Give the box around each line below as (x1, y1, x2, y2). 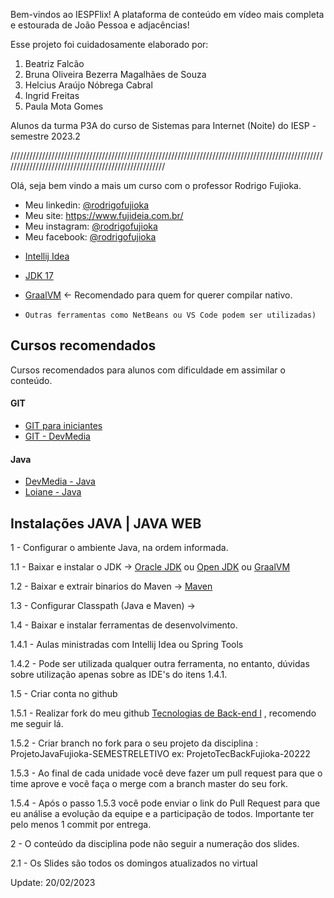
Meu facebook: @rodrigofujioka (24, 231, 157, 243)
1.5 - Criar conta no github (10, 688, 118, 700)
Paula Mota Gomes (24, 100, 104, 112)
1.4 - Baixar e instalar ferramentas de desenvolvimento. (10, 619, 238, 631)
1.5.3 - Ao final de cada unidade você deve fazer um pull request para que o (10, 767, 323, 779)
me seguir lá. (10, 718, 64, 730)
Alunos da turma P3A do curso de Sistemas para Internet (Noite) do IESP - (10, 120, 317, 131)
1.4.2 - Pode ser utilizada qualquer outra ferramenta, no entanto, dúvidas (10, 658, 310, 670)
